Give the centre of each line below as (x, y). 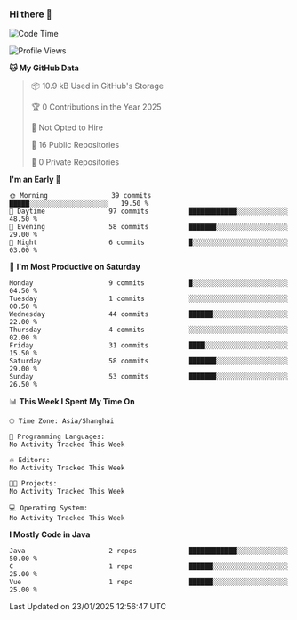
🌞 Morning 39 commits (80, 196)
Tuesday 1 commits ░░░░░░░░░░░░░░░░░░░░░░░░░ (149, 299)
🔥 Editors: (30, 461)
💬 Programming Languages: (57, 437)
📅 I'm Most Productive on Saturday (75, 267)
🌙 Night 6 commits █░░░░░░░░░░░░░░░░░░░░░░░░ (149, 243)
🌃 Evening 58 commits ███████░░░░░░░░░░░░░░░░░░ (149, 227)
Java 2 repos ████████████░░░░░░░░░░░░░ (149, 551)
